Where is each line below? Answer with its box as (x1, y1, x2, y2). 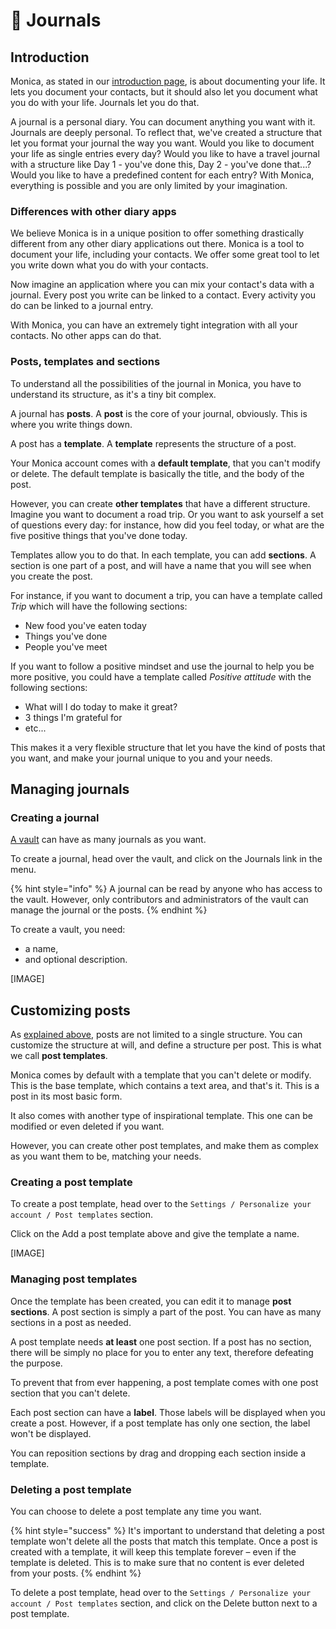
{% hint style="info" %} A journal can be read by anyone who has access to (10, 883, 323, 895)
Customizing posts (10, 1002, 131, 1019)
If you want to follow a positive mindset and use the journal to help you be (10, 660, 315, 672)
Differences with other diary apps (10, 204, 177, 218)
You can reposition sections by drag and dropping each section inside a (10, 1447, 307, 1459)
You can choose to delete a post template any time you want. (10, 1505, 262, 1517)
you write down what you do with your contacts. (10, 259, 209, 271)
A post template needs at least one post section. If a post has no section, (10, 1335, 312, 1348)
